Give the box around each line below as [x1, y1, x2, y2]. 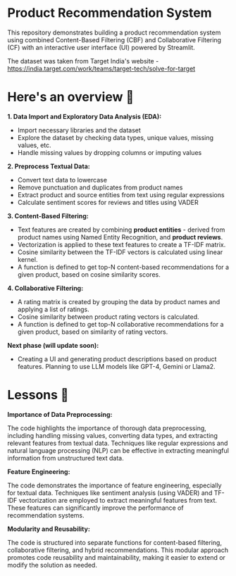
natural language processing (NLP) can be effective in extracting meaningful [7, 446, 229, 455]
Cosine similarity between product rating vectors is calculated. [17, 312, 199, 321]
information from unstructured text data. [7, 453, 125, 462]
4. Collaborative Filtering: [7, 284, 84, 292]
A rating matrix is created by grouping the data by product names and [17, 297, 221, 306]
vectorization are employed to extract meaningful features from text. [18, 496, 217, 504]
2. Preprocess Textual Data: [7, 162, 90, 170]
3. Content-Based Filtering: [7, 211, 89, 220]
